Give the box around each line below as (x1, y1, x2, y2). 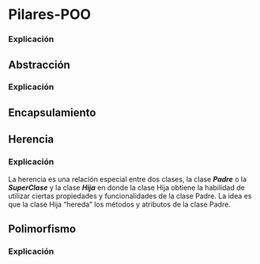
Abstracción (8, 58, 71, 72)
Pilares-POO (8, 6, 92, 24)
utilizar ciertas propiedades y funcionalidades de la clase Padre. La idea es (8, 191, 252, 200)
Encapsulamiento (8, 106, 96, 119)
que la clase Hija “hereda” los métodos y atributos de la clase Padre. (8, 199, 231, 209)
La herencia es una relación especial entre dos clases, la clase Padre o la (8, 174, 247, 184)
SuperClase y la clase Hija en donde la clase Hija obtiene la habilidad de (8, 183, 245, 192)
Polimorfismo (8, 222, 77, 236)
